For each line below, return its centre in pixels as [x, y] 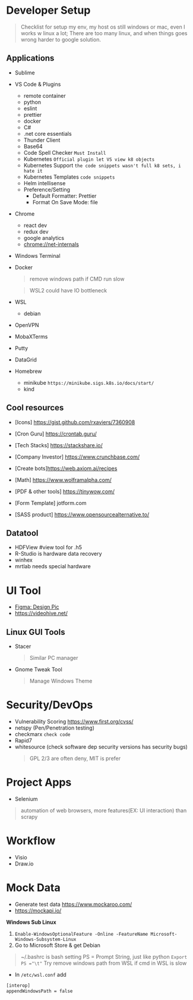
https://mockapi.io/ [38, 910]
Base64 [33, 146]
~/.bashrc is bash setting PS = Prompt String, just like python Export [104, 957]
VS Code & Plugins [38, 84]
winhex [23, 560]
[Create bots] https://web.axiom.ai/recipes [66, 468]
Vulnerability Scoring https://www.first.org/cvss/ [74, 722]
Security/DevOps [50, 705]
